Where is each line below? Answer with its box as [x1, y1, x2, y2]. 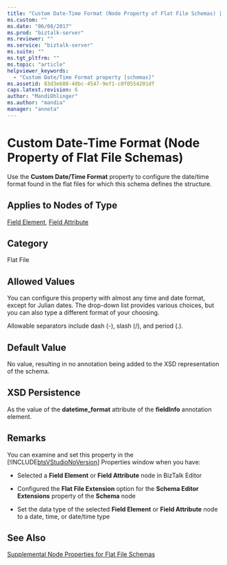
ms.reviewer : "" [7, 36, 53, 43]
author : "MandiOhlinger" [7, 93, 78, 100]
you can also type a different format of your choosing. [7, 309, 160, 317]
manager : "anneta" [7, 106, 60, 112]
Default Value [7, 341, 67, 353]
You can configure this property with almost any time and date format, [7, 294, 206, 302]
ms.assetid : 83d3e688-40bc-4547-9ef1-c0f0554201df [7, 80, 155, 87]
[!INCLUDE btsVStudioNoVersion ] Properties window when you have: [7, 457, 201, 466]
